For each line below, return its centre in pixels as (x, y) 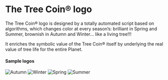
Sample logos (20, 61)
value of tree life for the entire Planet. (44, 49)
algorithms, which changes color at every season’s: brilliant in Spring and (81, 28)
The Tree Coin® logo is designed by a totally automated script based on (80, 23)
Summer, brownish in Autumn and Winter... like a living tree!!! (68, 34)
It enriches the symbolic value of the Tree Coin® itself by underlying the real (84, 44)
